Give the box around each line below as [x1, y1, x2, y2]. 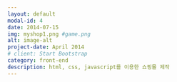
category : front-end [7, 57, 69, 64]
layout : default [7, 10, 56, 18]
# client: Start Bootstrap [7, 51, 88, 58]
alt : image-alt [7, 37, 53, 44]
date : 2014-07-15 [7, 24, 59, 31]
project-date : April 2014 [7, 43, 84, 51]
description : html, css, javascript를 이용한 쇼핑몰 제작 [7, 63, 170, 71]
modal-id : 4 [7, 17, 43, 24]
